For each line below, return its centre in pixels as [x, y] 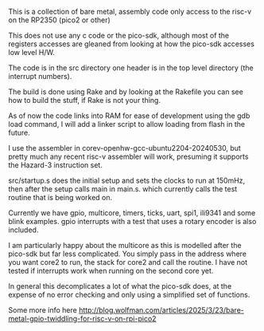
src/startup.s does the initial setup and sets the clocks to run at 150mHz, [127, 180]
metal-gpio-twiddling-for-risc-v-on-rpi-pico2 [82, 319]
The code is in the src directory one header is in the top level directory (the [131, 68]
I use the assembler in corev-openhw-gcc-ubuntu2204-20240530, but [124, 148]
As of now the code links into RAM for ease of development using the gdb [129, 116]
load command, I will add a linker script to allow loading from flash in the [126, 124]
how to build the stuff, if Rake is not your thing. [85, 100]
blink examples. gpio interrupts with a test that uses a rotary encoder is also [132, 221]
